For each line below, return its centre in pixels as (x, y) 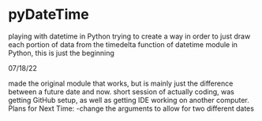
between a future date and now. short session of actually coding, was (121, 91)
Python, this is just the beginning (61, 53)
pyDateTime (49, 15)
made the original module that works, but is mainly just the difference (121, 83)
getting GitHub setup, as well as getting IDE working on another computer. (129, 100)
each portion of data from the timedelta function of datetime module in (123, 44)
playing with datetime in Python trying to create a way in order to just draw (129, 36)
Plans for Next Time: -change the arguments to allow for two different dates (131, 108)
